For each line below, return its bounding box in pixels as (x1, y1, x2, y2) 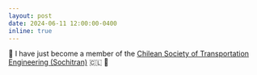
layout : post (8, 11, 53, 20)
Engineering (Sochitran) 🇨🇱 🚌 (8, 57, 109, 67)
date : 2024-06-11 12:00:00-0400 (8, 19, 117, 27)
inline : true (8, 27, 53, 35)
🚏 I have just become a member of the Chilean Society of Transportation (8, 49, 249, 59)
